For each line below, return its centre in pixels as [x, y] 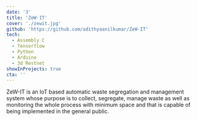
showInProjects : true [34, 69]
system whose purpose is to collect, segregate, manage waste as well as [98, 98]
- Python [23, 52]
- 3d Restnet [28, 63]
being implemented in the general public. [58, 111]
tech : [13, 35]
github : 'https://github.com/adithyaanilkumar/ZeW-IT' [77, 29]
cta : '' [16, 75]
